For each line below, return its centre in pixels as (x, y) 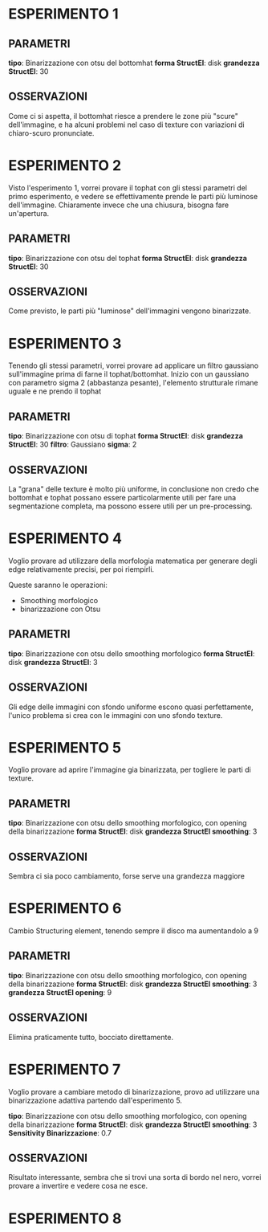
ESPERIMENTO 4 (65, 538)
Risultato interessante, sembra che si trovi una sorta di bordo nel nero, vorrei (135, 1177)
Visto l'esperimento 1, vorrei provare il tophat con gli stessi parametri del (128, 188)
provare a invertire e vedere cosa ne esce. (78, 1186)
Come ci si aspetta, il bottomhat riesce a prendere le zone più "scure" (123, 116)
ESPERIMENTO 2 (65, 165)
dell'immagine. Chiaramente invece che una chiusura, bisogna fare (119, 205)
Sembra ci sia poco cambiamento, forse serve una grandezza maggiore (126, 876)
